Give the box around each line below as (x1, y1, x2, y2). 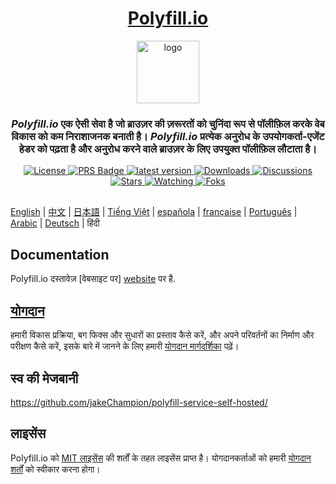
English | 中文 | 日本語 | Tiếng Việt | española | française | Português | (10, 205, 298, 217)
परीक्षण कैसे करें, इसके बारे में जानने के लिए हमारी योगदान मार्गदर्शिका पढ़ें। (10, 340, 240, 352)
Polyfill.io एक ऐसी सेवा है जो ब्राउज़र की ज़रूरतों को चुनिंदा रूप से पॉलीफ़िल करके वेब (11, 117, 325, 131)
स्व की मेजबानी (10, 370, 79, 387)
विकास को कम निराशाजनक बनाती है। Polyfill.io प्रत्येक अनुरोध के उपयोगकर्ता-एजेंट (11, 129, 325, 143)
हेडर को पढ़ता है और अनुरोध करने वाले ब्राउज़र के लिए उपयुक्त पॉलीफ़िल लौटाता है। (18, 142, 318, 156)
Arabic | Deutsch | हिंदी (10, 217, 100, 229)
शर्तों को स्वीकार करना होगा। (10, 463, 101, 475)
